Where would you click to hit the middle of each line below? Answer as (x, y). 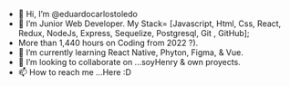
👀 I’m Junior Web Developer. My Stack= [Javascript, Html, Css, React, (150, 24)
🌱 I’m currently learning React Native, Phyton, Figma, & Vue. (130, 53)
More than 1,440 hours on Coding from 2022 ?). (108, 43)
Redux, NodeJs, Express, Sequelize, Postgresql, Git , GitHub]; (134, 33)
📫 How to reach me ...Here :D (75, 72)
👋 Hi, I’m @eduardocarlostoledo (78, 14)
